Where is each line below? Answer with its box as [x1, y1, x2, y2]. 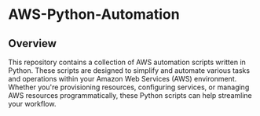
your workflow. [8, 100, 57, 108]
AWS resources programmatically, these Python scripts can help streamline [8, 91, 253, 100]
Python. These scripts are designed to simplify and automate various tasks [8, 66, 250, 75]
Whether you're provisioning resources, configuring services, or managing [8, 82, 250, 92]
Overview [8, 37, 57, 50]
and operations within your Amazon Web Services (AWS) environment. [8, 74, 237, 83]
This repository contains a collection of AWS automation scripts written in [8, 57, 246, 67]
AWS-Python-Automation [8, 5, 180, 24]
